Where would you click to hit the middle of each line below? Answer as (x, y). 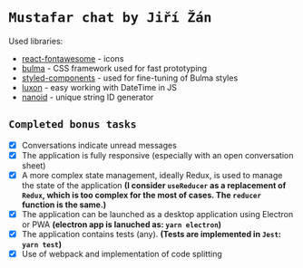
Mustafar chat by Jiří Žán (110, 18)
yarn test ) (42, 244)
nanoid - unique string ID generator (88, 97)
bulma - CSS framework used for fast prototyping (114, 68)
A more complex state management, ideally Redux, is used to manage (152, 175)
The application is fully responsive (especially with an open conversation (157, 155)
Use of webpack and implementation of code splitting (122, 254)
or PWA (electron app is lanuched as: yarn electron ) (122, 225)
